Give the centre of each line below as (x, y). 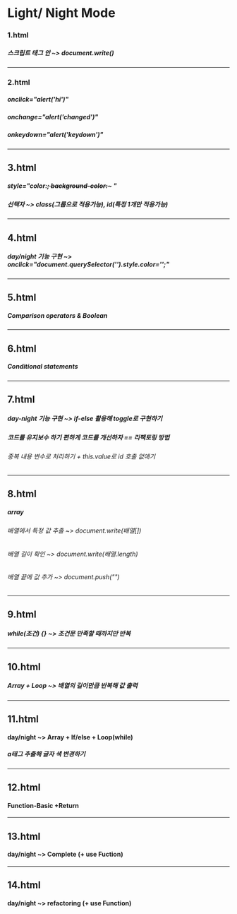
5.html (22, 298)
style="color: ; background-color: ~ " (62, 186)
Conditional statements (43, 367)
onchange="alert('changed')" (53, 117)
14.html (24, 885)
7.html (21, 399)
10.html (24, 666)
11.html (23, 719)
